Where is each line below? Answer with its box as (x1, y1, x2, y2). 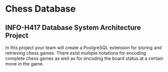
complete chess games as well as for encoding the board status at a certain (5, 55, 163, 61)
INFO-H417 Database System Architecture (5, 23, 141, 32)
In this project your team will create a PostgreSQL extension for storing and (5, 45, 162, 51)
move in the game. (5, 61, 44, 66)
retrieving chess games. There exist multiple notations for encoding (5, 50, 146, 56)
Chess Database (5, 3, 76, 15)
